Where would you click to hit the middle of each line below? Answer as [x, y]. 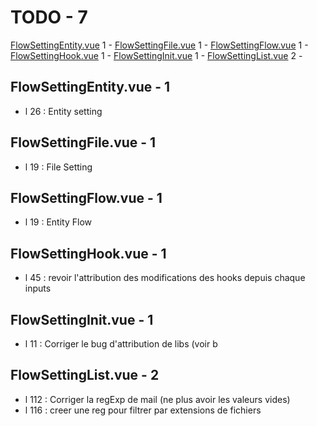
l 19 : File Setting [58, 167]
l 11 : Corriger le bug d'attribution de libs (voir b [121, 344]
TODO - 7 [49, 17]
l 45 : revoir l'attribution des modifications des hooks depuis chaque [165, 278]
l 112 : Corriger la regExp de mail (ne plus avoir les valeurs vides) [157, 399]
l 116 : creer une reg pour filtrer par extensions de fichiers [143, 410]
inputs [38, 288]
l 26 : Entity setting [63, 111]
